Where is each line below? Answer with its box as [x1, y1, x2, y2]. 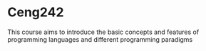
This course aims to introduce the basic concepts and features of [7, 28, 200, 36]
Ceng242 [7, 4, 64, 21]
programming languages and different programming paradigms [7, 35, 193, 43]
